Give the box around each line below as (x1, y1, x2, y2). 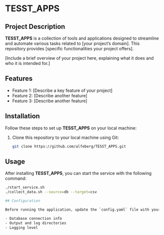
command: (5, 175, 27, 181)
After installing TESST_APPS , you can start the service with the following (5, 171, 152, 176)
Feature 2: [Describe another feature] (12, 92, 88, 98)
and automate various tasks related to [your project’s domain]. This (5, 41, 140, 46)
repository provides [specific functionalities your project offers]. (5, 46, 134, 51)
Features (5, 74, 33, 83)
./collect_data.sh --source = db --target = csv (5, 190, 97, 194)
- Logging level (5, 225, 38, 230)
